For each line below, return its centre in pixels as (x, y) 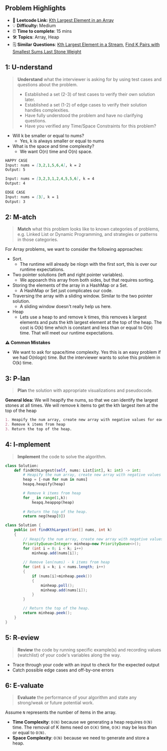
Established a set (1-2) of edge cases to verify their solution (86, 105)
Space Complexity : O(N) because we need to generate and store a (81, 738)
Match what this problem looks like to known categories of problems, (88, 229)
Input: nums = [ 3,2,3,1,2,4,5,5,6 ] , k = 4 (50, 179)
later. (30, 100)
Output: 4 (15, 184)
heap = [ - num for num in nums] (55, 480)
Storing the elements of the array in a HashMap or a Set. (70, 285)
